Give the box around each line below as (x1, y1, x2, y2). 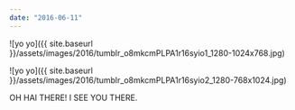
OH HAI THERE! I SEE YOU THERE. (9, 92, 138, 103)
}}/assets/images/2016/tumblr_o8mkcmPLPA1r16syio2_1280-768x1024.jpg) (9, 74, 287, 86)
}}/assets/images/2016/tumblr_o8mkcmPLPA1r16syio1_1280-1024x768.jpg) (9, 47, 286, 59)
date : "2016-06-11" (9, 13, 83, 23)
